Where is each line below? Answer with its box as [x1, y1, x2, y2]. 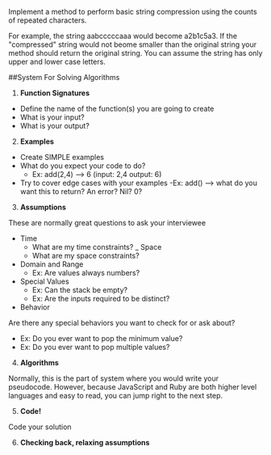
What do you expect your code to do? [19, 161, 146, 171]
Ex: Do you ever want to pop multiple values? [19, 343, 170, 352]
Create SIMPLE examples [19, 153, 105, 162]
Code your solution [8, 422, 72, 432]
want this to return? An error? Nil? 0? [19, 187, 143, 196]
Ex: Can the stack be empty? [31, 285, 127, 294]
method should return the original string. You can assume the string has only [8, 48, 263, 57]
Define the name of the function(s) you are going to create [19, 104, 215, 113]
